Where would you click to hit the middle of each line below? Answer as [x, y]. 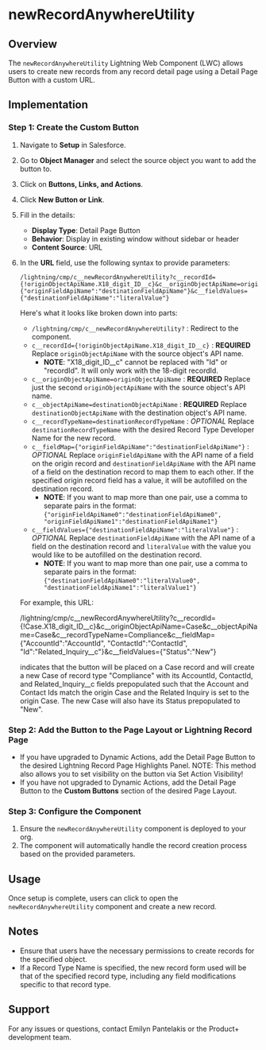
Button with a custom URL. [52, 80]
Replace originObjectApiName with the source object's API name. [137, 353]
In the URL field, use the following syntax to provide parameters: [125, 262]
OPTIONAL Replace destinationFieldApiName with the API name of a [143, 537]
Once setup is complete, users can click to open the [93, 898]
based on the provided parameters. [77, 854]
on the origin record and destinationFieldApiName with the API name [144, 463]
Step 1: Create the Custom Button [73, 127]
